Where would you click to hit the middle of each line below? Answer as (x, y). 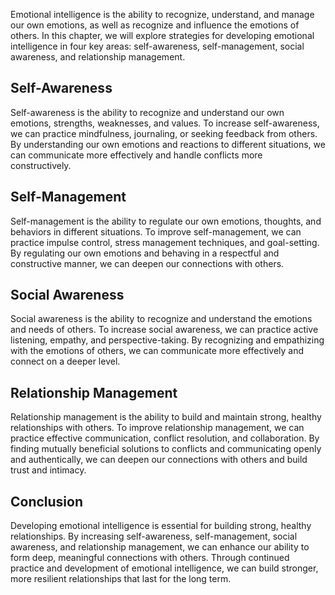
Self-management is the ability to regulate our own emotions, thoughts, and (166, 221)
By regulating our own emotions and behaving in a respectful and (145, 253)
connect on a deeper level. (65, 361)
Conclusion (47, 501)
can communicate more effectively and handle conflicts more (136, 155)
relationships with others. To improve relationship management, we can (157, 428)
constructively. (41, 165)
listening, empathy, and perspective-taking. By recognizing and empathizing (167, 340)
